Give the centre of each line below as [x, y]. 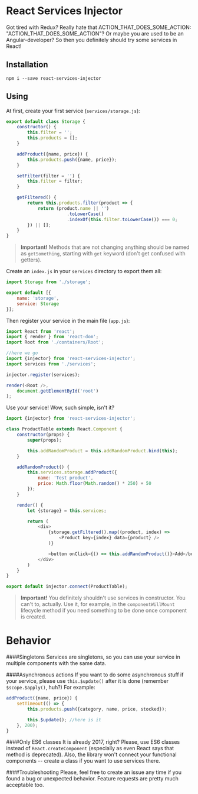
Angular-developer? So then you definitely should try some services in [92, 40]
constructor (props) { [43, 435]
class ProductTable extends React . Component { [64, 429]
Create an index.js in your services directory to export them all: [84, 271]
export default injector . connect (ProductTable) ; [67, 586]
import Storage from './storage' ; [49, 282]
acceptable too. [25, 785]
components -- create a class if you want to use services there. [83, 761]
